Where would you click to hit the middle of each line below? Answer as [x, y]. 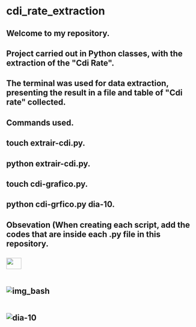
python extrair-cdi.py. [48, 163]
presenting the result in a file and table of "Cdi [94, 93]
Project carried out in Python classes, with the [94, 53]
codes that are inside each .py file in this [84, 234]
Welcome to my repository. [58, 33]
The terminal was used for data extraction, [87, 83]
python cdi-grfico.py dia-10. [61, 205]
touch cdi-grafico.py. [47, 184]
